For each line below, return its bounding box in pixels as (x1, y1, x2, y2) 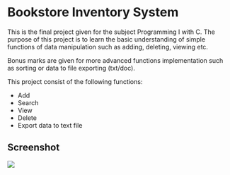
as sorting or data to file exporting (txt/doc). (7, 64, 136, 72)
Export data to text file (17, 121, 83, 129)
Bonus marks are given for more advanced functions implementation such (7, 56, 224, 64)
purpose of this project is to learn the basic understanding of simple (7, 35, 206, 43)
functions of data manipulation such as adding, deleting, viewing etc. (7, 42, 209, 51)
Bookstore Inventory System (7, 4, 179, 20)
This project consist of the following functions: (7, 77, 143, 85)
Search (17, 98, 39, 107)
